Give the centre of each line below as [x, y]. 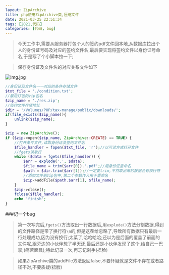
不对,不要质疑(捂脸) [42, 267]
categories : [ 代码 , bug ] [31, 29]
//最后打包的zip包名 [24, 96]
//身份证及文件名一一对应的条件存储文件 [41, 86]
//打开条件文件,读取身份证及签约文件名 [50, 143]
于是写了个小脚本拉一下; [49, 57]
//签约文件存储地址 [23, 105]
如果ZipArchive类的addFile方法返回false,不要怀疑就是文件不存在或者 [89, 261]
